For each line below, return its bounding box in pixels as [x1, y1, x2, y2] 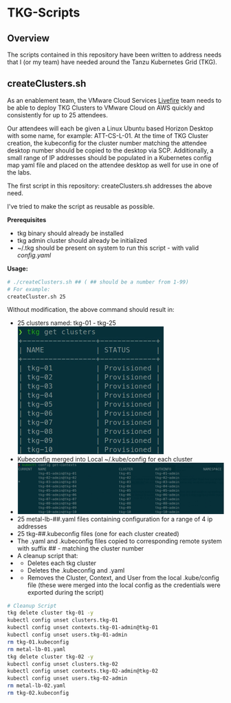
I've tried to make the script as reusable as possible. [7, 202, 155, 210]
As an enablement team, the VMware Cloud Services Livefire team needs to [7, 96, 222, 104]
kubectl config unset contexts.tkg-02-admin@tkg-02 [7, 668, 158, 675]
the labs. [7, 168, 32, 177]
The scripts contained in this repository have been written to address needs [7, 50, 222, 59]
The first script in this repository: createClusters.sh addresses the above [7, 181, 212, 190]
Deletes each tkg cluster [27, 559, 97, 567]
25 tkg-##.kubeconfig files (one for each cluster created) [16, 529, 180, 537]
